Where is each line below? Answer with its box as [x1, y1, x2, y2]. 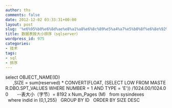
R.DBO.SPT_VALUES [5, 85, 48, 92]
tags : [5, 50, 17, 56]
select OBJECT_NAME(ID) [5, 74, 60, 80]
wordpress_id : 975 [5, 37, 45, 42]
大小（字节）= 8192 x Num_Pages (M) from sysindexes [25, 91, 144, 98]
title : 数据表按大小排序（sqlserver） [5, 31, 80, 37]
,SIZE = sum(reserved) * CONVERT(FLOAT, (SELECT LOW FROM [12, 80, 149, 86]
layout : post [5, 22, 33, 27]
